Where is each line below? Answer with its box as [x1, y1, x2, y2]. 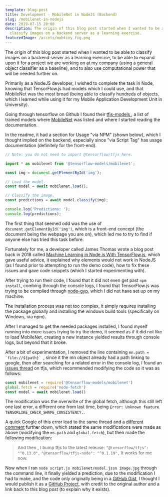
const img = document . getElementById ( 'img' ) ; [5, 170, 101, 175]
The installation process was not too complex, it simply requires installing [5, 303, 156, 309]
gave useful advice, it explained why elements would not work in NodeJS [5, 257, 156, 263]
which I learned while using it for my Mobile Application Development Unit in [5, 96, 162, 102]
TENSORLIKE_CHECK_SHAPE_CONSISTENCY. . [5, 409, 85, 415]
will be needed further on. [5, 70, 58, 76]
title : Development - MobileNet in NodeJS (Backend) [5, 12, 117, 17]
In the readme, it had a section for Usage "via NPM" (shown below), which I [5, 132, 161, 138]
